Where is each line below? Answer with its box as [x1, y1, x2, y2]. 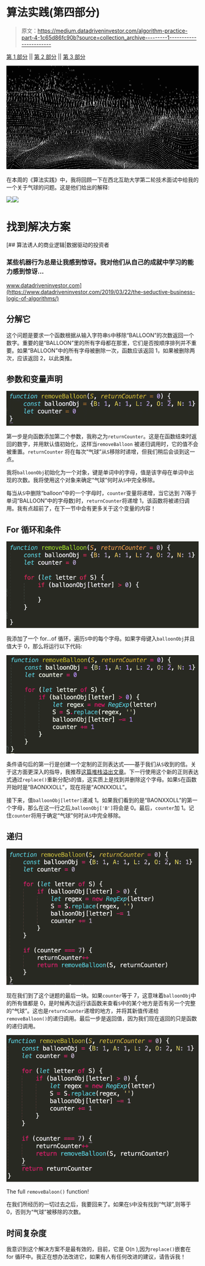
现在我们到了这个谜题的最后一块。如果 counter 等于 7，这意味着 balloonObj [6, 992, 191, 999]
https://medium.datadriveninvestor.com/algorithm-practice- [37, 27, 188, 34]
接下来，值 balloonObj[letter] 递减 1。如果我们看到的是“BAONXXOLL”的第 [6, 796, 193, 803]
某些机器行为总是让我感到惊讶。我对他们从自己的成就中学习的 [6, 258, 188, 267]
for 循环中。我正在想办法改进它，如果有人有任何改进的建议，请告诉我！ [6, 1253, 186, 1260]
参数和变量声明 [6, 374, 63, 384]
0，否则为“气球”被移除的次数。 [6, 1208, 84, 1216]
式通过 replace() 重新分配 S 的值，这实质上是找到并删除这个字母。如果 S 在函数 [6, 776, 197, 783]
